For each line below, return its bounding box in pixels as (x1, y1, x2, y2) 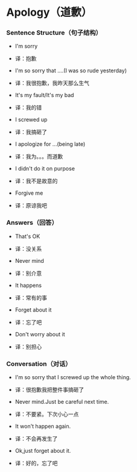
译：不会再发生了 (14, 435, 58, 442)
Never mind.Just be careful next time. (14, 398, 109, 406)
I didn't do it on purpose (14, 165, 75, 172)
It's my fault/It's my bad (14, 92, 74, 99)
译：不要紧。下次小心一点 (14, 411, 79, 418)
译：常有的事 (14, 294, 47, 301)
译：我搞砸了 (14, 128, 47, 136)
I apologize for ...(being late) (14, 140, 86, 148)
